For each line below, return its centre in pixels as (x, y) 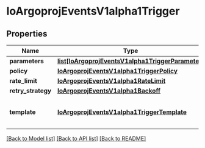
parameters (27, 61)
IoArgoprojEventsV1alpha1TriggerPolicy (117, 71)
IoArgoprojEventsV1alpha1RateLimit (111, 81)
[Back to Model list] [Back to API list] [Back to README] (76, 139)
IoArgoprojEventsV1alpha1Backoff (109, 91)
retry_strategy (31, 91)
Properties (27, 34)
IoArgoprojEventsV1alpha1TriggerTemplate (122, 112)
